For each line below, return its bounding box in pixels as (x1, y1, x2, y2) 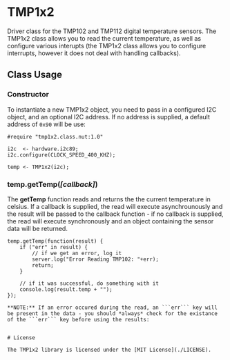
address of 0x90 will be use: (7, 120, 86, 128)
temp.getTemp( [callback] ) (7, 179, 98, 189)
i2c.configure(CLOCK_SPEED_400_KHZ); (7, 151, 116, 159)
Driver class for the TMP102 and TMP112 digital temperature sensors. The (7, 27, 217, 35)
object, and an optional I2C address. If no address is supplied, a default (7, 112, 211, 121)
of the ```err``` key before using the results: (7, 316, 150, 323)
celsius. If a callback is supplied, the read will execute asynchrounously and (7, 202, 223, 210)
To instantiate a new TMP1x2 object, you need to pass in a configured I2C (7, 105, 217, 114)
